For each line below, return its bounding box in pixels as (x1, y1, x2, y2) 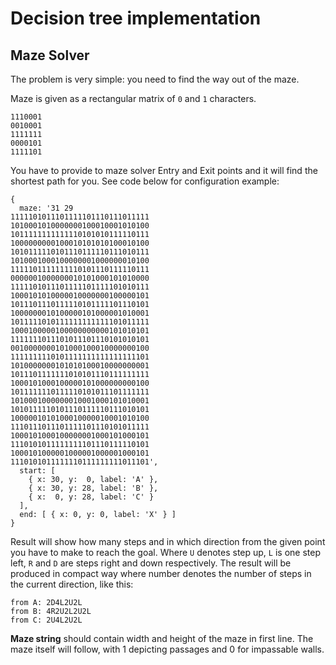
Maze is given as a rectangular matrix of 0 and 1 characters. (10, 93, 257, 104)
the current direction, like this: (10, 578, 134, 590)
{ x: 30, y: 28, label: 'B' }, (28, 483, 159, 493)
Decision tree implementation (10, 7, 262, 30)
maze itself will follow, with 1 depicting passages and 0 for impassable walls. (10, 643, 325, 655)
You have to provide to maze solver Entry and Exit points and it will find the (10, 165, 318, 176)
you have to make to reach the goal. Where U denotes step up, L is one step (10, 547, 322, 558)
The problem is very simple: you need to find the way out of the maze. (10, 73, 300, 85)
